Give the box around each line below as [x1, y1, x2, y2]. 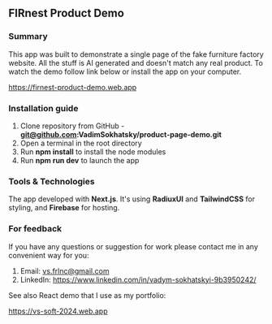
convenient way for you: [8, 250, 89, 260]
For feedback [8, 223, 63, 235]
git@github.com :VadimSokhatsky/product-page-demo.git [19, 129, 222, 139]
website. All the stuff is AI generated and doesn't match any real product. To [8, 58, 264, 67]
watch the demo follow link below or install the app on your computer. [8, 67, 242, 76]
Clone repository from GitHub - [19, 121, 125, 131]
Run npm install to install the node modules [19, 146, 166, 157]
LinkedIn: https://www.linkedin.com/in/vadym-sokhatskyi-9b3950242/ [19, 274, 257, 284]
